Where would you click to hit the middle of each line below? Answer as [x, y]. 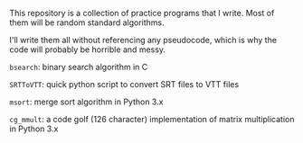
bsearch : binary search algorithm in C [79, 67]
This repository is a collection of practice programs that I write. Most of [142, 13]
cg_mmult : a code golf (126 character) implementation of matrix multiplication [152, 119]
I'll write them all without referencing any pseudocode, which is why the [143, 40]
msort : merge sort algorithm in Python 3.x [86, 102]
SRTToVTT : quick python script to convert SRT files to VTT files [124, 84]
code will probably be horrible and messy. [87, 49]
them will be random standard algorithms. [87, 22]
